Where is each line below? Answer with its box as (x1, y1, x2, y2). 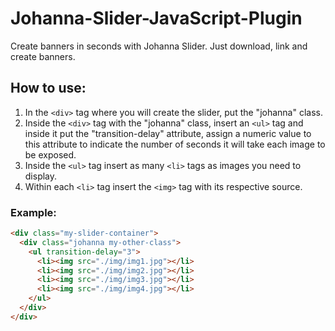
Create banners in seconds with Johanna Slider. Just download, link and (10, 40, 308, 52)
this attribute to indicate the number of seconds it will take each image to (24, 138, 326, 150)
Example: (10, 205, 57, 219)
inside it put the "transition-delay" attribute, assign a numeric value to (24, 127, 312, 139)
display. (24, 170, 58, 182)
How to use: (10, 80, 87, 97)
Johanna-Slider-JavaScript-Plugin (10, 7, 303, 30)
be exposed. (24, 148, 77, 161)
